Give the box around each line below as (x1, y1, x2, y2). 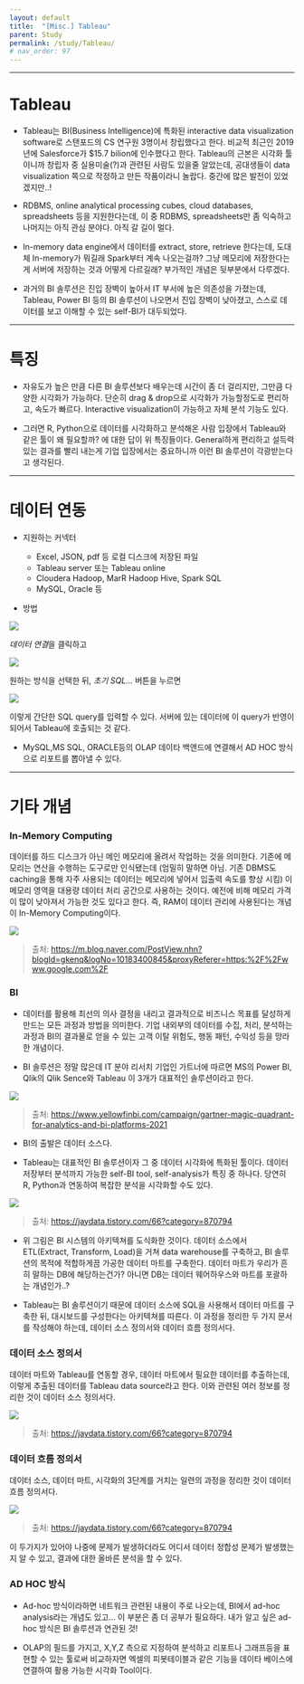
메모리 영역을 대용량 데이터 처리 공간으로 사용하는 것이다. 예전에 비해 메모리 (9, 885, 275, 896)
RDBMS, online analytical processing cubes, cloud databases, (22, 200, 253, 211)
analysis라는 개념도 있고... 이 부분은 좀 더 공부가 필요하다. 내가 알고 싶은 (22, 1612, 277, 1622)
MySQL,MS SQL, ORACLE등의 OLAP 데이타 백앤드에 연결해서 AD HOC (22, 741, 277, 752)
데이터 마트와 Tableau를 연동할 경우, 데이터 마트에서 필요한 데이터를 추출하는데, (9, 1369, 290, 1380)
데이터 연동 (9, 500, 87, 521)
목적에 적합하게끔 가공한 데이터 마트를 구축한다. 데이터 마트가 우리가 (39, 1257, 279, 1268)
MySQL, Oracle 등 (35, 583, 102, 594)
